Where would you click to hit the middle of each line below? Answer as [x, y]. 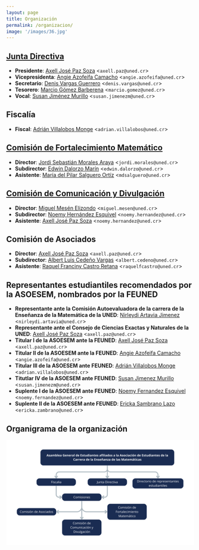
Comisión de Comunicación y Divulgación [85, 194]
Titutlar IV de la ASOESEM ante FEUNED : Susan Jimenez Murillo [94, 378]
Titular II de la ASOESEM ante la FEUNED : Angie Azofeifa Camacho [97, 353]
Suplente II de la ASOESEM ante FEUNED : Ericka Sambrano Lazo [95, 404]
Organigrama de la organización [67, 429]
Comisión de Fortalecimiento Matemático [84, 148]
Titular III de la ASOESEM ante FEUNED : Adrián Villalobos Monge [95, 366]
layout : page [22, 13]
